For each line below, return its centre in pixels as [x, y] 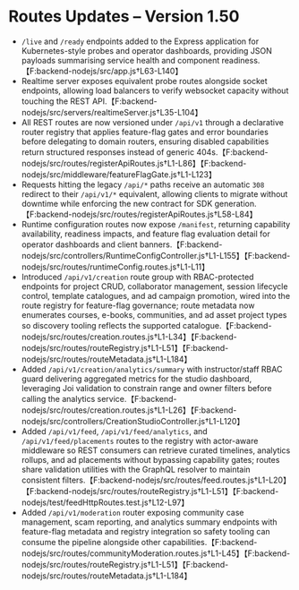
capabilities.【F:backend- [210, 542]
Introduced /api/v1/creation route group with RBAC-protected [137, 277]
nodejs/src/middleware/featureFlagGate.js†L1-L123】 [119, 174]
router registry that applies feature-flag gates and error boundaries [145, 132]
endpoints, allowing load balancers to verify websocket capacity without [155, 90]
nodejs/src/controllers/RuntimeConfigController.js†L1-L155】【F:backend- [156, 255]
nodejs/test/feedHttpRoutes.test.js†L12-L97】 [105, 502]
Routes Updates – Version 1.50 [124, 17]
